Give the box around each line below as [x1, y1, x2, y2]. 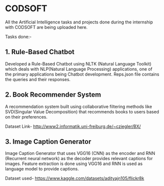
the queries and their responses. [5, 76, 71, 82]
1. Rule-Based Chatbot [5, 48, 75, 56]
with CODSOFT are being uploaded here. [5, 24, 88, 30]
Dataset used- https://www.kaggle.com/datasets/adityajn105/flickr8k [5, 175, 144, 181]
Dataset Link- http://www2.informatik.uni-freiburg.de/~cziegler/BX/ [5, 123, 141, 129]
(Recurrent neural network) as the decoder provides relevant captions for [5, 156, 153, 162]
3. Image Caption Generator [5, 137, 92, 145]
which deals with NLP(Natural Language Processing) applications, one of [5, 66, 153, 72]
